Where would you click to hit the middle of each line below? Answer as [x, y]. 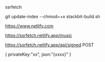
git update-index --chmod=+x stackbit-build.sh [52, 16]
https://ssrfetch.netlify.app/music [39, 35]
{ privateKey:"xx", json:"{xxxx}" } [38, 54]
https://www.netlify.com [29, 26]
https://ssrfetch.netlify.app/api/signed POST [50, 45]
